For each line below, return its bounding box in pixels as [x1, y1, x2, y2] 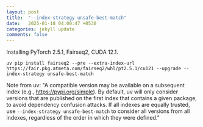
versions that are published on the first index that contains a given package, [6, 95, 197, 102]
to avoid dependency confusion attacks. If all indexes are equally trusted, [6, 101, 190, 109]
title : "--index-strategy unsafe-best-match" [6, 15, 127, 21]
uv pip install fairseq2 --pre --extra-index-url [6, 60, 135, 67]
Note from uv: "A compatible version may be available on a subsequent [6, 82, 185, 89]
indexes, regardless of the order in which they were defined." [6, 114, 160, 122]
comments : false [6, 32, 48, 38]
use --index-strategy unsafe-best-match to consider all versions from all [6, 107, 190, 115]
